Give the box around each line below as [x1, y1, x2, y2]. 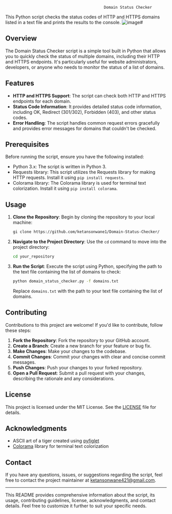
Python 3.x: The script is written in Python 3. [12, 164, 106, 170]
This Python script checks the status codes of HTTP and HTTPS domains [5, 14, 160, 20]
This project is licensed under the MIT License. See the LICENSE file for [5, 404, 157, 410]
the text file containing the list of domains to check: [12, 269, 121, 274]
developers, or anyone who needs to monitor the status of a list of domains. [5, 64, 165, 70]
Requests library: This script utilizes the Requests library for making [12, 169, 156, 175]
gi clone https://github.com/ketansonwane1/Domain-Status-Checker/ [12, 229, 160, 234]
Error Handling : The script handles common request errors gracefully [12, 120, 160, 126]
